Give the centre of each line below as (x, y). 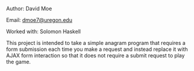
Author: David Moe (29, 9)
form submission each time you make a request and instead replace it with (97, 49)
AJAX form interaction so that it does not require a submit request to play (96, 55)
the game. (18, 62)
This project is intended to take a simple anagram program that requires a (96, 43)
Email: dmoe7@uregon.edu (39, 20)
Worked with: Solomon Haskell (44, 31)
